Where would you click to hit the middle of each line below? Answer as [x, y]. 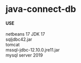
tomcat [13, 45]
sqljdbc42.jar [19, 39]
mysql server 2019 [24, 55]
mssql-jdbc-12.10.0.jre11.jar [33, 50]
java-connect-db [41, 9]
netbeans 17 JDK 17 [25, 34]
